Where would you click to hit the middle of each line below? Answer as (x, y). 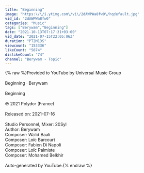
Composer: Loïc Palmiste (30, 150)
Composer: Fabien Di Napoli (33, 145)
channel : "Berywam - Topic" (33, 59)
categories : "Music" (26, 23)
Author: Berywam (23, 129)
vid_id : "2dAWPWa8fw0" (28, 18)
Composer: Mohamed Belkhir (34, 155)
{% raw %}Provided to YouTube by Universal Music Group (63, 73)
